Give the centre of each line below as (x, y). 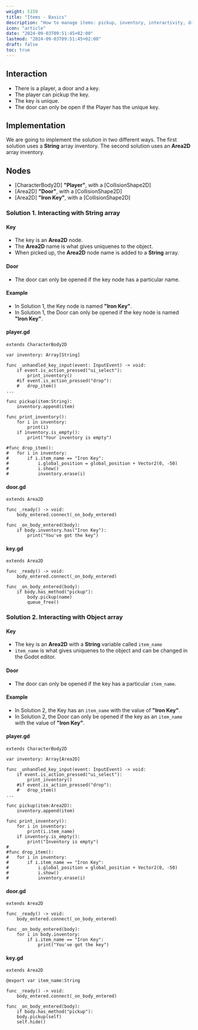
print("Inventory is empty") (63, 842)
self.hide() (31, 1022)
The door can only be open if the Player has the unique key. (87, 107)
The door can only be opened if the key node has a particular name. (97, 279)
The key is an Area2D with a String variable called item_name (88, 644)
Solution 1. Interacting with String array (63, 213)
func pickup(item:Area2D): (39, 806)
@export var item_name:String (43, 981)
